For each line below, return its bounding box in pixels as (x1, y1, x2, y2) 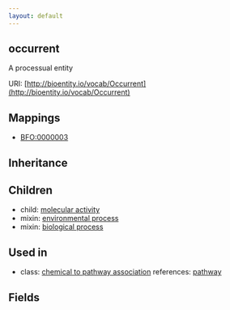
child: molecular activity (19, 205, 100, 214)
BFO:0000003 (19, 133, 69, 142)
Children (8, 184, 53, 197)
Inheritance (8, 155, 68, 170)
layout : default (8, 11, 63, 20)
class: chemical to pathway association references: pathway (19, 267, 222, 277)
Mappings (8, 111, 61, 125)
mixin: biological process (19, 222, 104, 231)
